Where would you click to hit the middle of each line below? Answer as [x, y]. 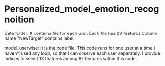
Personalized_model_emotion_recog [82, 9]
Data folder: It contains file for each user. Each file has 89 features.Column [81, 33]
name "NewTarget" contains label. [40, 38]
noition [19, 19]
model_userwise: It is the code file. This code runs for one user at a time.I [80, 48]
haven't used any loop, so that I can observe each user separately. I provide [82, 53]
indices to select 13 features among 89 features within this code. [71, 58]
